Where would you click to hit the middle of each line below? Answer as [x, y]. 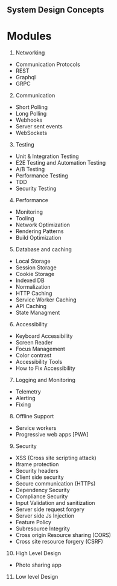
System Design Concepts [55, 10]
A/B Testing [30, 170]
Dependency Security [43, 490]
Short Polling [31, 107]
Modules [29, 36]
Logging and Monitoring [46, 380]
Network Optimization [43, 225]
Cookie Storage [35, 274]
